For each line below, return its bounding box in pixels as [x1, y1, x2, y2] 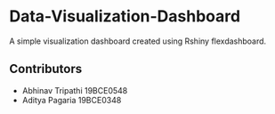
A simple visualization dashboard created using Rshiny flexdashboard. [9, 36, 267, 46]
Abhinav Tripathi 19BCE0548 [21, 85, 128, 95]
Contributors [9, 61, 83, 77]
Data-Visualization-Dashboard [9, 6, 241, 27]
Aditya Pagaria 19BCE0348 [21, 94, 122, 105]
